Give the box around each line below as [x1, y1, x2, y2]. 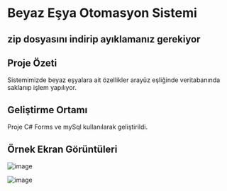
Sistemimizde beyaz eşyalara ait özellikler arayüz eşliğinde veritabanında [7, 76, 221, 84]
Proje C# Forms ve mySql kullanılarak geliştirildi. [7, 122, 148, 132]
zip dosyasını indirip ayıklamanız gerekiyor [7, 33, 201, 45]
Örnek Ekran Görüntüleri [7, 143, 118, 155]
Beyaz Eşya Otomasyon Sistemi [7, 5, 197, 21]
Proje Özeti [7, 57, 57, 69]
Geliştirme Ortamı [7, 104, 88, 116]
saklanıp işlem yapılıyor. [7, 83, 77, 92]
